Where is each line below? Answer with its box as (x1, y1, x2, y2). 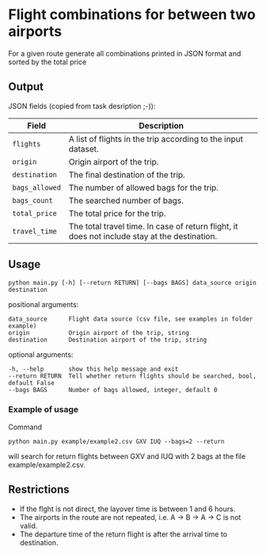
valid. (19, 521, 38, 530)
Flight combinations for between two (8, 6, 256, 24)
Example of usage (8, 404, 79, 415)
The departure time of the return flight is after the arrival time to (19, 529, 228, 539)
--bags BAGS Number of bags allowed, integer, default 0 (8, 386, 218, 394)
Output (8, 80, 44, 94)
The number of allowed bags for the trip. (68, 182, 219, 193)
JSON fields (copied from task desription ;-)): (8, 101, 156, 110)
